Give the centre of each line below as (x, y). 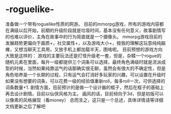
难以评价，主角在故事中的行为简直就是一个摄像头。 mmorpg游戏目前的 (88, 36)
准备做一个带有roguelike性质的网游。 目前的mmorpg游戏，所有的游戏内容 (82, 24)
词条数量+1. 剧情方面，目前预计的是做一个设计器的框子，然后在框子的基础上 (85, 87)
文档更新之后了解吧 (25, 106)
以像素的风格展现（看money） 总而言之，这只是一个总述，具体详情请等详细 (84, 100)
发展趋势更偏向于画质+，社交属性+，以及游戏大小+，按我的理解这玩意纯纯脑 (85, 43)
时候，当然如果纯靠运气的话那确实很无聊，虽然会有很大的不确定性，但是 (90, 68)
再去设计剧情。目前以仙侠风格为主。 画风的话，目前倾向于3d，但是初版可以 (84, 93)
